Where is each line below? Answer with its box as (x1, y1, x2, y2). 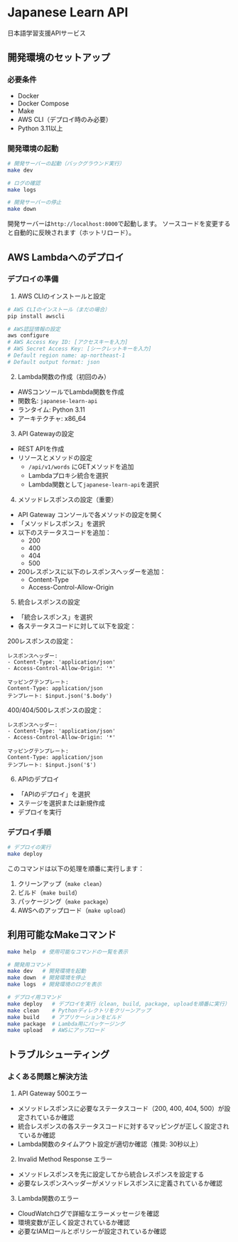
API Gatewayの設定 (17, 429, 75, 438)
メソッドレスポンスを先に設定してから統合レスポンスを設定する (17, 1170, 205, 1179)
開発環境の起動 (7, 143, 59, 153)
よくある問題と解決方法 (7, 1071, 87, 1081)
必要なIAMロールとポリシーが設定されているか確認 (17, 1227, 167, 1236)
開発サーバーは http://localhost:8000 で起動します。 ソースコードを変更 (7, 219, 219, 228)
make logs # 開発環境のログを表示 (7, 981, 102, 988)
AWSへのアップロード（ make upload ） (17, 906, 130, 914)
